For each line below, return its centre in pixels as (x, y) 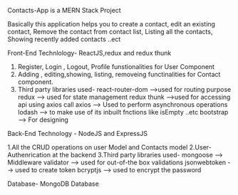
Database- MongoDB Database (53, 184)
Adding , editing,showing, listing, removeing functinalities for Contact (119, 74)
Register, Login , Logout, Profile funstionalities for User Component (116, 67)
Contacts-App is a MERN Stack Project (64, 10)
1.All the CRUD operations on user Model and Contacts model (98, 147)
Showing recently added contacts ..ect (64, 39)
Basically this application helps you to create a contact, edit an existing (112, 24)
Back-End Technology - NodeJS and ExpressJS (78, 133)
